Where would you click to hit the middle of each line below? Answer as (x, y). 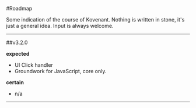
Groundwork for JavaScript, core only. (60, 71)
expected (18, 54)
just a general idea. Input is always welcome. (60, 26)
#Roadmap (19, 8)
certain (15, 82)
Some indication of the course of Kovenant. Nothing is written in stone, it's (95, 19)
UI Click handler (34, 65)
